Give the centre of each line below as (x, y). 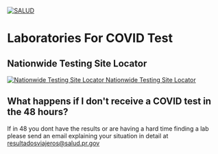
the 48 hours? (38, 112)
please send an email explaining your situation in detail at (88, 136)
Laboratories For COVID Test (90, 38)
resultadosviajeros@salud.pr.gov (53, 143)
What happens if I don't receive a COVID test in (109, 102)
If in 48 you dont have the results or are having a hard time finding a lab (108, 128)
